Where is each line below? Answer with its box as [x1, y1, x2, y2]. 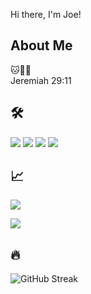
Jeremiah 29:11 [10, 74, 72, 86]
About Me [10, 37, 73, 54]
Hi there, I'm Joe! [10, 9, 82, 20]
